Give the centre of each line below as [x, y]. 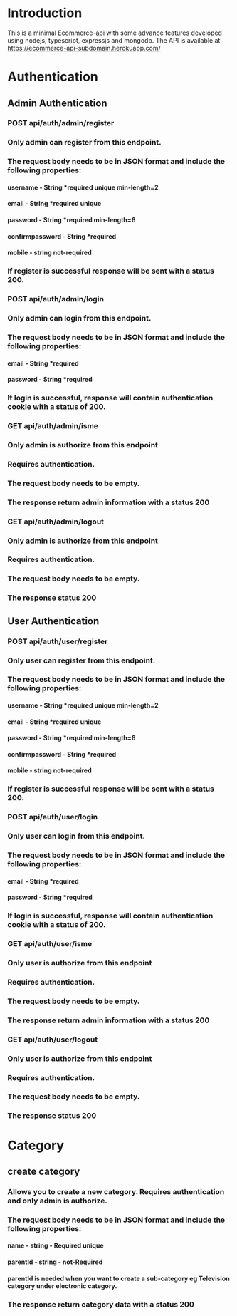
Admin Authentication [57, 103]
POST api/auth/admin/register [61, 123]
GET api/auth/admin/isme [53, 425]
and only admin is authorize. [58, 1201]
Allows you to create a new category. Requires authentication [116, 1191]
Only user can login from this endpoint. [77, 836]
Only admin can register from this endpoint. [84, 143]
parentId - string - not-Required [55, 1262]
